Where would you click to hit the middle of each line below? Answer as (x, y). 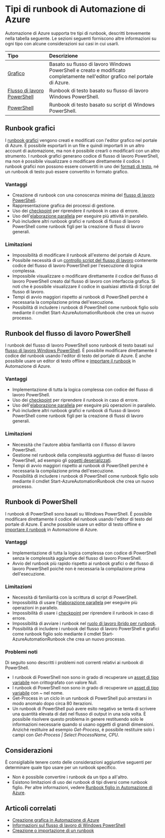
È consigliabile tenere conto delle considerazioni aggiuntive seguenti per (79, 762)
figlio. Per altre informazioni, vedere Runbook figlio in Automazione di (82, 788)
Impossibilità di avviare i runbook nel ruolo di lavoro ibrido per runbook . (84, 623)
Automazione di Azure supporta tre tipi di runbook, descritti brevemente (78, 33)
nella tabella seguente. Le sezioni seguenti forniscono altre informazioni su (81, 38)
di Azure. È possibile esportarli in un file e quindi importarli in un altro (75, 145)
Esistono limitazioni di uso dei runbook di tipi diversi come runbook (80, 782)
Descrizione (63, 56)
